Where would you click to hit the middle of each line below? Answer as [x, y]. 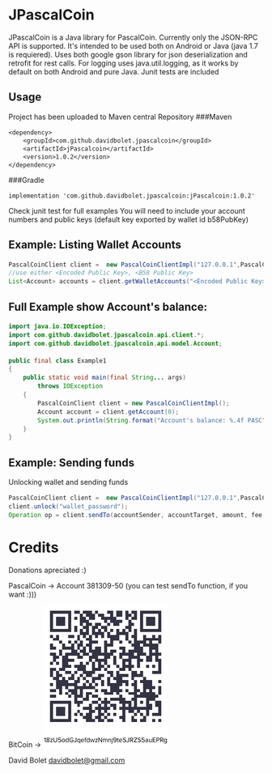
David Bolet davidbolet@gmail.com [67, 760]
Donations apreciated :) [47, 570]
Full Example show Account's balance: [108, 306]
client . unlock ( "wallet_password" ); [68, 506]
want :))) [23, 594]
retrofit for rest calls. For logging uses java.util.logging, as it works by [123, 63]
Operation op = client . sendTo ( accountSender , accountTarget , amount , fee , [137, 515]
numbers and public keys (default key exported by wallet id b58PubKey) [129, 219]
